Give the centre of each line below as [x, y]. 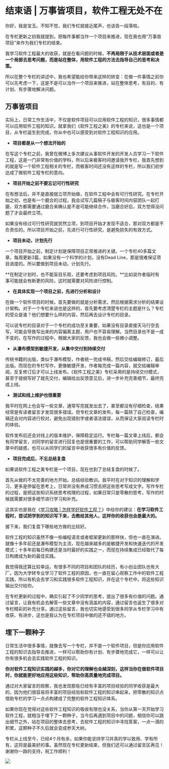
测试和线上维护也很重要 [37, 395]
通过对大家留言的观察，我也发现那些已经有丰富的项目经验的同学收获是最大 [82, 686]
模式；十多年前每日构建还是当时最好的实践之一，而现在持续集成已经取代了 [82, 550]
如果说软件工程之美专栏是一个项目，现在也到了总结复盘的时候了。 [73, 469]
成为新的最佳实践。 [38, 556]
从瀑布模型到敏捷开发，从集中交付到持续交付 [59, 349]
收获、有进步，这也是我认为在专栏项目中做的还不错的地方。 [67, 615]
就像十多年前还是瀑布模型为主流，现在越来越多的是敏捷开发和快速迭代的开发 [84, 543]
